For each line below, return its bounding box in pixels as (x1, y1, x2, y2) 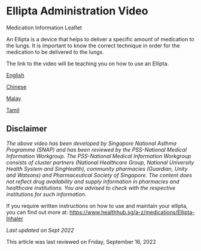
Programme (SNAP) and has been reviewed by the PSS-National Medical (6, 146, 187, 153)
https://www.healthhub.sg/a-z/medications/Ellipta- (69, 208, 195, 216)
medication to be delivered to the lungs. (6, 48, 105, 55)
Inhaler (6, 214, 23, 222)
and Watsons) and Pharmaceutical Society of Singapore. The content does (6, 171, 193, 179)
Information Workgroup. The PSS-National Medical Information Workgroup (6, 152, 191, 159)
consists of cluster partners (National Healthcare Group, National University (6, 159, 194, 166)
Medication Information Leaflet (6, 24, 83, 31)
